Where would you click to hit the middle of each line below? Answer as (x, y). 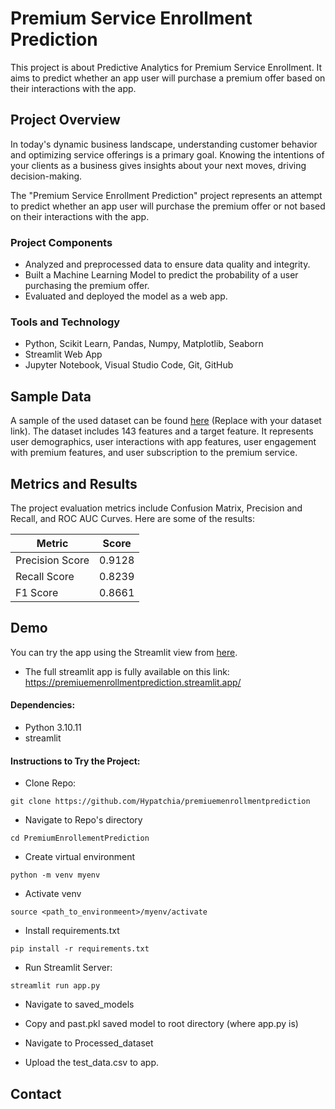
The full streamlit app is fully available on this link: (127, 671)
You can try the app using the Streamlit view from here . (124, 652)
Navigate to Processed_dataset (89, 1043)
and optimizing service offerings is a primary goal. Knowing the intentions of (167, 154)
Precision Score (52, 560)
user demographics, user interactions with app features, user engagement (163, 442)
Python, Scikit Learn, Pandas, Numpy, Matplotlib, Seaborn (144, 344)
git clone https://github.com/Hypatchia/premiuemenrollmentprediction (160, 802)
